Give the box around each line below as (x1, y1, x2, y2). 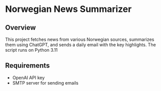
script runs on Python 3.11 (5, 47, 58, 53)
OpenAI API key (12, 75, 45, 81)
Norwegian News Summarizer (5, 3, 132, 15)
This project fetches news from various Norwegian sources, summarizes (5, 36, 155, 42)
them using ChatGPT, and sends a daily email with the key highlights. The (5, 42, 156, 48)
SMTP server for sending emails (12, 80, 79, 86)
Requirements (5, 61, 50, 70)
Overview (5, 23, 36, 32)
